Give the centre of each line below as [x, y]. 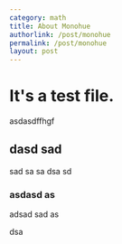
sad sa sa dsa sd [41, 171]
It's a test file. [62, 96]
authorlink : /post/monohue [60, 34]
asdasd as [33, 194]
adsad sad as [34, 214]
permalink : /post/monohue [58, 43]
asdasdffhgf [32, 121]
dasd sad [36, 150]
